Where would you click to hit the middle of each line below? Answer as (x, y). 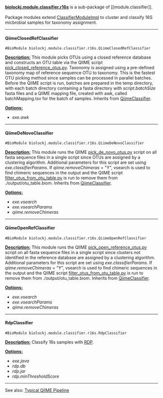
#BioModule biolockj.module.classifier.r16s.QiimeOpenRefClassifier (76, 238)
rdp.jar (19, 371)
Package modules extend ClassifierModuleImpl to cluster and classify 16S (79, 17)
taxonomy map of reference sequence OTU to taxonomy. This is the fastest (80, 73)
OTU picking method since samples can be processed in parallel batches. (79, 78)
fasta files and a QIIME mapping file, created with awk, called (66, 94)
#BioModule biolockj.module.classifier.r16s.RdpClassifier (66, 333)
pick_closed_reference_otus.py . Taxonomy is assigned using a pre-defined (80, 68)
